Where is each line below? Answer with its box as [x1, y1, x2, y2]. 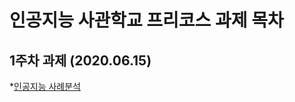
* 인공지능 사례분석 [9, 81, 81, 92]
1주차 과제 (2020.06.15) [9, 52, 152, 69]
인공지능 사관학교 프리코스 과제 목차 [9, 9, 284, 32]
